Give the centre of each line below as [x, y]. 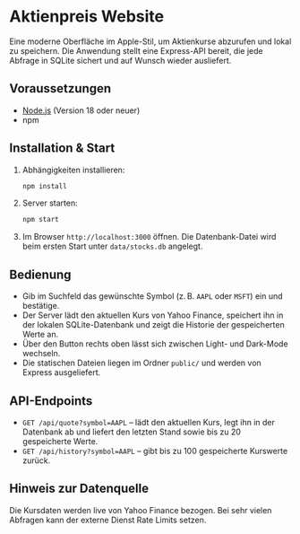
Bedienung [40, 274]
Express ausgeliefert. [61, 372]
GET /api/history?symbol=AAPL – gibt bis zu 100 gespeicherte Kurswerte [155, 451]
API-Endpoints [51, 401]
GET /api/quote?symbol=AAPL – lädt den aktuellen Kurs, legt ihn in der [149, 422]
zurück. [36, 460]
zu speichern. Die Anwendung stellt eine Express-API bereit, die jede [136, 50]
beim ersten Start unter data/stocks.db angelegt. [112, 246]
